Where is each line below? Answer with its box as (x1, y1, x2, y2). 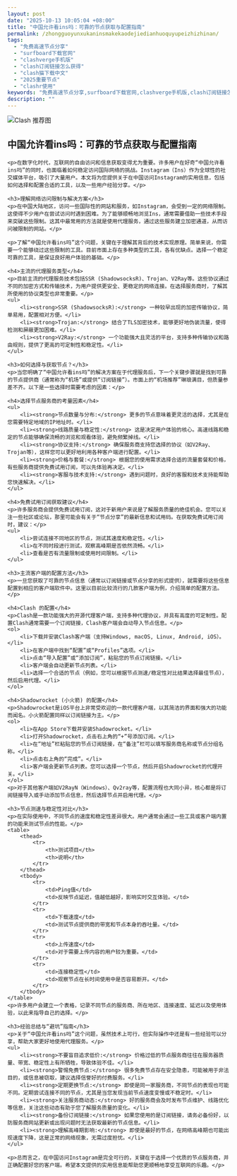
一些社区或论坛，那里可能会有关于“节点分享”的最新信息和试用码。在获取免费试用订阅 (12, 513, 224, 521)
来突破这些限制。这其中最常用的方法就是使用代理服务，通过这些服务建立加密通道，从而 (7, 218, 223, 225)
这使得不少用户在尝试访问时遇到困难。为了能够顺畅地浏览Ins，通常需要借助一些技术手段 (7, 210, 227, 218)
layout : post (7, 10, 46, 18)
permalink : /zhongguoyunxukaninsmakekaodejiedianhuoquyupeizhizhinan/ (7, 30, 219, 37)
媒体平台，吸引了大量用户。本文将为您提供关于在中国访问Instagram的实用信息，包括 (12, 174, 225, 181)
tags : (7, 37, 23, 44)
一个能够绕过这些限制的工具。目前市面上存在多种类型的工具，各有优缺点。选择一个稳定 (12, 247, 228, 254)
